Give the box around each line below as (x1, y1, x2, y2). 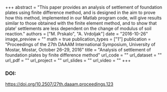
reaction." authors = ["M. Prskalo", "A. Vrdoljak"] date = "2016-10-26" (5, 31, 148, 36)
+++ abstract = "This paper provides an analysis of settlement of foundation (5, 4, 162, 10)
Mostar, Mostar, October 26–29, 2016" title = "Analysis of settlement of (5, 47, 151, 52)
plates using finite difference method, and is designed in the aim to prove (5, 9, 156, 15)
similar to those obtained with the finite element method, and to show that (5, 20, 157, 26)
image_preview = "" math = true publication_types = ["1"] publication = (5, 36, 151, 42)
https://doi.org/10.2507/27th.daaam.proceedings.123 (5, 81, 113, 87)
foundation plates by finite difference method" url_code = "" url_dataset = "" (5, 52, 162, 58)
